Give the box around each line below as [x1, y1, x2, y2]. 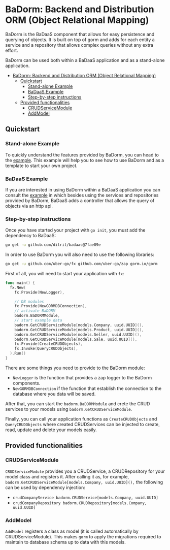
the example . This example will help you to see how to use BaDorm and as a [5, 157, 164, 163]
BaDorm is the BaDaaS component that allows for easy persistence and [5, 31, 155, 37]
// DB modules [14, 299, 44, 304]
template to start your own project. [5, 163, 78, 169]
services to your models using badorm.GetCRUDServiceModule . [5, 406, 132, 412]
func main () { [5, 280, 36, 285]
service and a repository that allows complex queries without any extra [5, 42, 154, 48]
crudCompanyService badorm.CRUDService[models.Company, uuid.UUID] [12, 495, 158, 500]
